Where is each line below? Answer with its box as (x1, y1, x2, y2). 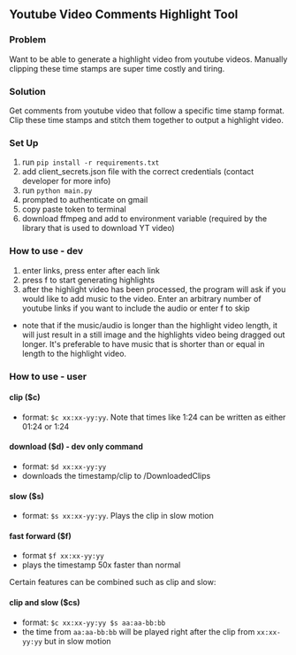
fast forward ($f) (9, 530, 72, 541)
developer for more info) (21, 176, 111, 187)
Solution (9, 85, 47, 97)
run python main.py (21, 185, 93, 196)
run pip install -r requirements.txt (21, 157, 160, 167)
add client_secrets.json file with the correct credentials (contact (21, 166, 254, 177)
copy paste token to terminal (21, 204, 126, 215)
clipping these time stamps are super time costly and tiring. (9, 63, 225, 73)
